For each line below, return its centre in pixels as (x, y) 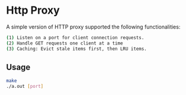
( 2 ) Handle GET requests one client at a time (65, 43)
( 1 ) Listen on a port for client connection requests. (75, 37)
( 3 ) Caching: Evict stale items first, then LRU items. (76, 49)
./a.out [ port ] (25, 87)
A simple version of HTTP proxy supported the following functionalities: (93, 27)
